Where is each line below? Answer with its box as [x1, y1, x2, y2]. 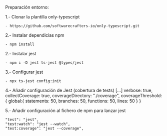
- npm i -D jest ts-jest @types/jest [5, 60, 84, 65]
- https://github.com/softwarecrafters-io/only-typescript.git [5, 23, 140, 28]
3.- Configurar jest [5, 69, 43, 75]
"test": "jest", [5, 117, 39, 122]
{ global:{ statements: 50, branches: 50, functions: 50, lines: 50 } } [5, 98, 141, 104]
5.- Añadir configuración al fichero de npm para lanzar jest [5, 108, 126, 114]
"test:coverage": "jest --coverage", [5, 126, 84, 131]
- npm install [5, 42, 35, 47]
